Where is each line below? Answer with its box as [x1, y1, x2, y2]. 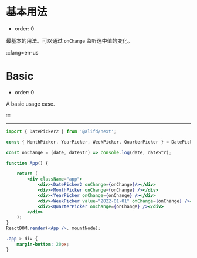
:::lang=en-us [6, 49, 39, 56]
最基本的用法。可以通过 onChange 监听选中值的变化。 [6, 37, 133, 44]
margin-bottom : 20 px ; [16, 241, 69, 247]
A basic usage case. [6, 100, 55, 107]
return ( [16, 171, 38, 176]
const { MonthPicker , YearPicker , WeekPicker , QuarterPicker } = [6, 139, 169, 145]
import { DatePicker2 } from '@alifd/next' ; [6, 128, 117, 134]
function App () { [6, 160, 49, 166]
